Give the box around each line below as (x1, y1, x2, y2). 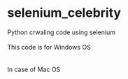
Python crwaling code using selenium (7, 28, 115, 36)
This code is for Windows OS (7, 43, 91, 51)
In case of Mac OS (7, 65, 61, 73)
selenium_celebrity (7, 5, 121, 21)
